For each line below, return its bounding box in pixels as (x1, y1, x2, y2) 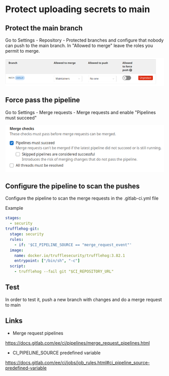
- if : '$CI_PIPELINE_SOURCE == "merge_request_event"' (14, 242, 132, 247)
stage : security (10, 232, 44, 237)
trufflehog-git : (5, 227, 39, 232)
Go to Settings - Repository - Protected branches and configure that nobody (5, 37, 164, 43)
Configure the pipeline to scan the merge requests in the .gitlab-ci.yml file (5, 195, 159, 201)
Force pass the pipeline (5, 96, 80, 104)
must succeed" (5, 115, 37, 121)
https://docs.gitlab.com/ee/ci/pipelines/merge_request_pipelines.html (5, 340, 150, 346)
